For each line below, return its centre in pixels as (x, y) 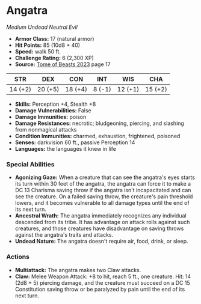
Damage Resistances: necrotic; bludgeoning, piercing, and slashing (100, 123)
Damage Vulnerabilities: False (53, 110)
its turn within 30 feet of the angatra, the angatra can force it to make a (103, 184)
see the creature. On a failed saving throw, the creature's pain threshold (104, 196)
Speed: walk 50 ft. (38, 51)
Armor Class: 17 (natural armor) (54, 38)
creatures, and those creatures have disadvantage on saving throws (99, 228)
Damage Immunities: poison (51, 117)
